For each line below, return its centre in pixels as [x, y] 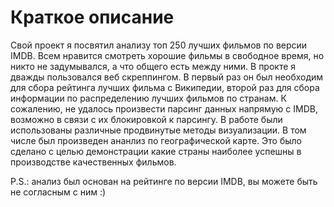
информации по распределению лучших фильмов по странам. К [148, 98]
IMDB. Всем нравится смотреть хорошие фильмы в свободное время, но [167, 55]
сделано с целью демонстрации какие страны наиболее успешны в [156, 151]
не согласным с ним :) [58, 192]
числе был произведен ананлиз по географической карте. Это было [156, 140]
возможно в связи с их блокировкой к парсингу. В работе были [146, 119]
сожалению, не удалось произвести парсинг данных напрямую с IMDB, [164, 108]
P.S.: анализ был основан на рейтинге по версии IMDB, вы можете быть [164, 181]
